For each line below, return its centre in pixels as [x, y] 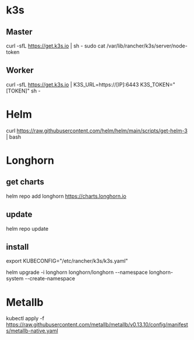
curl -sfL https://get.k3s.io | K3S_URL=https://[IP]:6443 [73, 84]
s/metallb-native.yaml [32, 331]
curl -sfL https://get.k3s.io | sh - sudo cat [56, 46]
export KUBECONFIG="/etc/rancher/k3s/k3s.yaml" [67, 261]
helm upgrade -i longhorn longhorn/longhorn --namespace [77, 272]
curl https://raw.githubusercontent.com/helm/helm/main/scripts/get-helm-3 [97, 130]
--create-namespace [50, 279]
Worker [20, 71]
